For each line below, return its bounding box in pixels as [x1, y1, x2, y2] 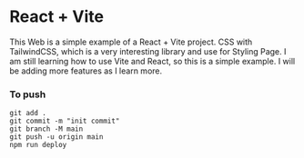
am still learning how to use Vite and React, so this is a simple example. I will [9, 55, 296, 66]
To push [9, 88, 46, 101]
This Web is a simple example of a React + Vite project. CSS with [9, 36, 253, 47]
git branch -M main [9, 124, 84, 133]
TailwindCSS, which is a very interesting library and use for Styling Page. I [9, 45, 287, 56]
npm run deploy [9, 141, 67, 150]
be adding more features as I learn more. [9, 65, 163, 76]
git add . [9, 109, 47, 118]
